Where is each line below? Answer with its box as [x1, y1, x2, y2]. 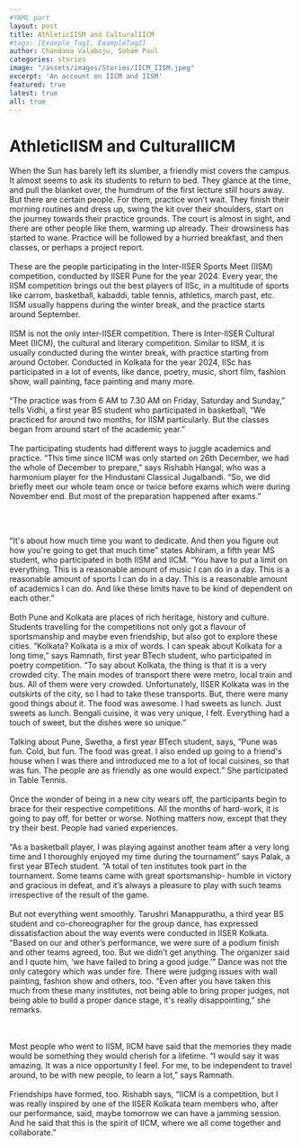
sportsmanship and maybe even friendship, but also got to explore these [9, 632, 279, 642]
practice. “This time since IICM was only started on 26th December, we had [9, 452, 289, 464]
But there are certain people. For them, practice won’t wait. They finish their [9, 195, 290, 205]
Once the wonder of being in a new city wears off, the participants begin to [9, 794, 288, 804]
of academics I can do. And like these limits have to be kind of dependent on [9, 583, 293, 595]
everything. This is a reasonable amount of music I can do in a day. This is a [9, 564, 290, 575]
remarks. [9, 1004, 42, 1015]
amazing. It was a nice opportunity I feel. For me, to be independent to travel [9, 1060, 292, 1071]
